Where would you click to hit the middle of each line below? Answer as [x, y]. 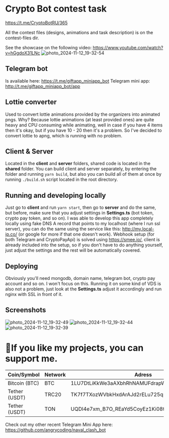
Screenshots [26, 310]
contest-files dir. [22, 38]
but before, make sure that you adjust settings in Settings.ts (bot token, [79, 213]
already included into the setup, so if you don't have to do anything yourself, [84, 245]
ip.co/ [11, 234]
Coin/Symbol [24, 375]
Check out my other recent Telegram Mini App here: [59, 424]
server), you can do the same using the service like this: [63, 229]
